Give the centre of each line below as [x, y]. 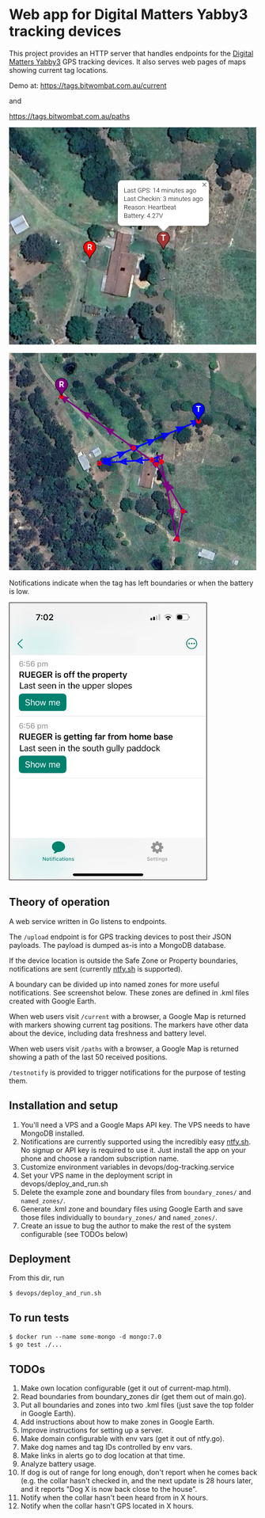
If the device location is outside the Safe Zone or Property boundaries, [123, 961]
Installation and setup [64, 1106]
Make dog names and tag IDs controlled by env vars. [106, 1447]
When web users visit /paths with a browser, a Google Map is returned [124, 1048]
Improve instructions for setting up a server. [92, 1430]
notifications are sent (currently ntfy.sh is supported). [96, 968]
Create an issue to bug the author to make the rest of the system [126, 1226]
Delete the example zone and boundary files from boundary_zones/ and [136, 1192]
